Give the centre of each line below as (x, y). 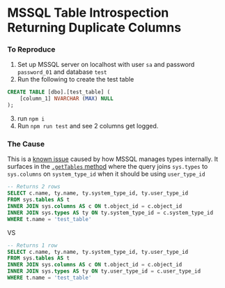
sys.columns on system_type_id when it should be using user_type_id (106, 174)
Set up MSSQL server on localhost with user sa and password (106, 65)
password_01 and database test (62, 72)
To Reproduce (31, 50)
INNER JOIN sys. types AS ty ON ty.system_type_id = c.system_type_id (110, 213)
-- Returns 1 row (32, 245)
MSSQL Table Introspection (88, 13)
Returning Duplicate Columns (94, 28)
